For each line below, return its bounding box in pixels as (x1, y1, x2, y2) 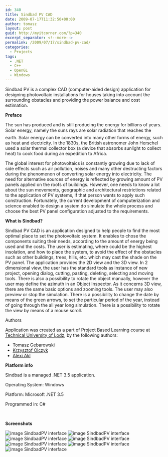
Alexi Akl (12, 352, 31, 358)
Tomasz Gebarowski (12, 342, 55, 348)
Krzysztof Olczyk (12, 347, 49, 353)
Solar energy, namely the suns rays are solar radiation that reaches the (5, 127, 151, 133)
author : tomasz (5, 21, 37, 27)
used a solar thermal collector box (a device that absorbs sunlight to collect (5, 145, 161, 151)
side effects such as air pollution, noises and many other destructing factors (5, 165, 162, 171)
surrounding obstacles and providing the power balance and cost (5, 97, 140, 103)
